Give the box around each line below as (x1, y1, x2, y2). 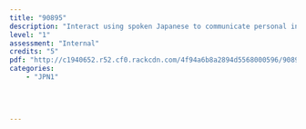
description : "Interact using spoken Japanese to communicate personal (9, 22, 287, 31)
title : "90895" (9, 13, 67, 23)
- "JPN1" (25, 73, 59, 82)
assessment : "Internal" (9, 38, 100, 48)
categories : (9, 64, 55, 74)
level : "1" (9, 30, 51, 39)
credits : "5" (9, 47, 59, 56)
